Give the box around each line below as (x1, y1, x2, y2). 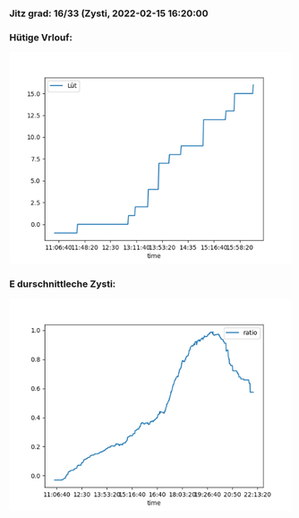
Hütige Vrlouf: (9, 30, 73, 43)
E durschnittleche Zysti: (9, 278, 116, 290)
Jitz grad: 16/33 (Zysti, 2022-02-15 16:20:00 (9, 7, 209, 20)
